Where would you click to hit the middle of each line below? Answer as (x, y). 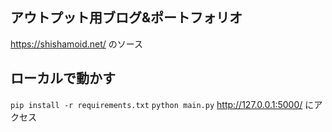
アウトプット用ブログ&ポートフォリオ (126, 18)
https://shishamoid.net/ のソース (77, 44)
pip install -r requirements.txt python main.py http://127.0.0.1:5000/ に (162, 104)
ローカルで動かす (63, 78)
